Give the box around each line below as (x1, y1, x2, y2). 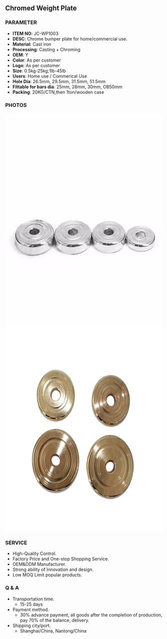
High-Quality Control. (12, 551, 56, 557)
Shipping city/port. (12, 622, 51, 628)
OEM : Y (12, 52, 28, 58)
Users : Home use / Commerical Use (12, 73, 87, 79)
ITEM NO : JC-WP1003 (12, 30, 59, 37)
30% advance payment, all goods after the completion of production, (19, 611, 162, 618)
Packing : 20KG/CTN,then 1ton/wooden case (12, 89, 104, 95)
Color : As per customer (12, 57, 61, 63)
